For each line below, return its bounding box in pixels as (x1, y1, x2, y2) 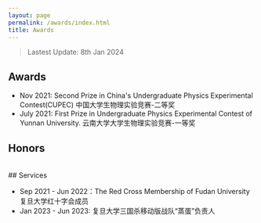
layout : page (8, 11, 51, 20)
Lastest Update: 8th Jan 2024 (27, 48, 124, 57)
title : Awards (8, 26, 55, 34)
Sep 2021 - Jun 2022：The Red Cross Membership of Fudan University (19, 187, 251, 196)
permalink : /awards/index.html (8, 19, 111, 27)
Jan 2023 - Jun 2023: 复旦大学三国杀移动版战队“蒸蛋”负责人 (19, 207, 216, 215)
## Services (8, 171, 48, 180)
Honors (8, 142, 45, 155)
